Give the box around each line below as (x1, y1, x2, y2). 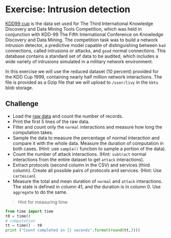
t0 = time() (5, 213, 31, 219)
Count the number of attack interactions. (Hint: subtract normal (12, 151, 146, 157)
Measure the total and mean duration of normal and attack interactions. (12, 178, 163, 184)
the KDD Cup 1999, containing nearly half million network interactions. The (5, 74, 162, 80)
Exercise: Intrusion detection (5, 4, 131, 15)
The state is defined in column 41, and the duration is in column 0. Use (12, 183, 161, 189)
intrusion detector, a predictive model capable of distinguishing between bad (5, 42, 166, 48)
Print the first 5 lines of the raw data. (12, 118, 90, 125)
